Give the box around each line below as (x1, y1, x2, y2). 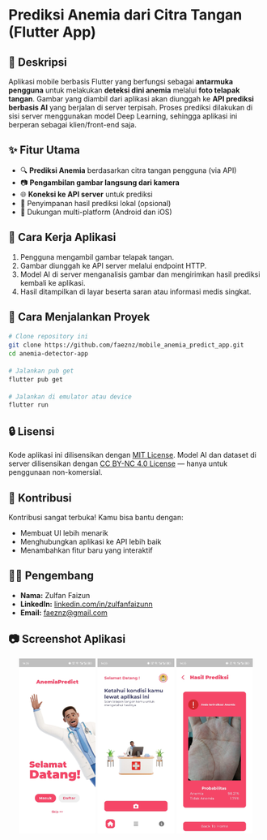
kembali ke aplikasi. (19, 278, 86, 287)
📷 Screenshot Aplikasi (8, 632, 126, 646)
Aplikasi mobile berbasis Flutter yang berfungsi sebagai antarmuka (8, 77, 233, 86)
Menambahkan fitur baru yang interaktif (19, 545, 153, 555)
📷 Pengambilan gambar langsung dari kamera (19, 177, 180, 187)
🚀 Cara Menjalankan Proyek (8, 310, 150, 324)
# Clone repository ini (8, 333, 89, 341)
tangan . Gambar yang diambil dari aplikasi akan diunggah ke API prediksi (8, 94, 255, 103)
